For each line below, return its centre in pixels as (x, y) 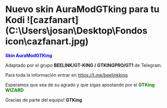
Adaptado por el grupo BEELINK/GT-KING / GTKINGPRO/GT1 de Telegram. (84, 65)
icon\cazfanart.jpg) (47, 42)
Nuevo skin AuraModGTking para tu (82, 9)
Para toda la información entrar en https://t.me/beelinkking (66, 75)
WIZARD (14, 90)
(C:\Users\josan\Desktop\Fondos (76, 31)
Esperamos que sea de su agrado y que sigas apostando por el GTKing (80, 85)
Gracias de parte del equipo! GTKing (44, 100)
